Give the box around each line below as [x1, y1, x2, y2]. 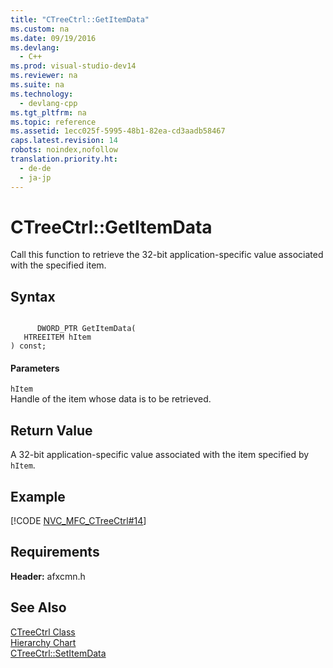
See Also [10, 599, 67, 616]
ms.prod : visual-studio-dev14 [10, 61, 137, 71]
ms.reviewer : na [10, 71, 78, 81]
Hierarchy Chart [10, 636, 77, 648]
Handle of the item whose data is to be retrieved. [10, 393, 212, 405]
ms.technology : [10, 89, 74, 99]
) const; [10, 341, 47, 351]
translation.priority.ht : [10, 154, 118, 164]
